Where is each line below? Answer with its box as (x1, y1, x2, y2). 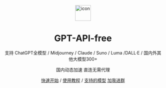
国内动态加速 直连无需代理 (56, 66, 110, 72)
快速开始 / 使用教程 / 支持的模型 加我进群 (41, 77, 125, 83)
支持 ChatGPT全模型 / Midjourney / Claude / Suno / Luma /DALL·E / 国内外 (4, 49, 157, 55)
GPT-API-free (54, 32, 112, 44)
